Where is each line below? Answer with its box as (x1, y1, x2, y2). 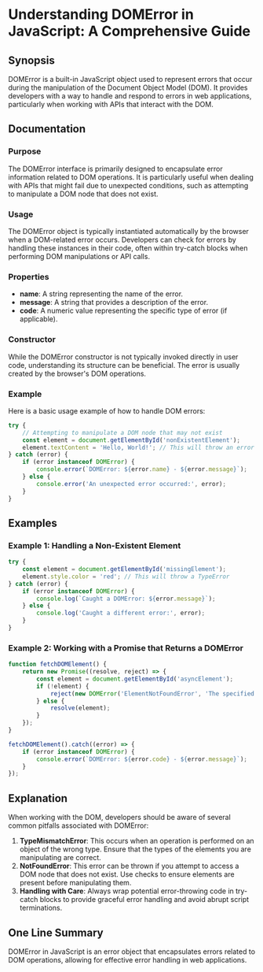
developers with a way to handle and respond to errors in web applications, (8, 91, 252, 100)
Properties (8, 271, 49, 282)
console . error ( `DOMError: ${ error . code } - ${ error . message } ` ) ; (36, 755, 247, 763)
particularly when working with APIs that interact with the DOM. (8, 100, 214, 109)
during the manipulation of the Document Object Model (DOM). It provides (8, 83, 249, 92)
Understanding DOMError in (8, 6, 194, 24)
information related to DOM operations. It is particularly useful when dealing (8, 172, 254, 182)
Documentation (8, 122, 86, 135)
